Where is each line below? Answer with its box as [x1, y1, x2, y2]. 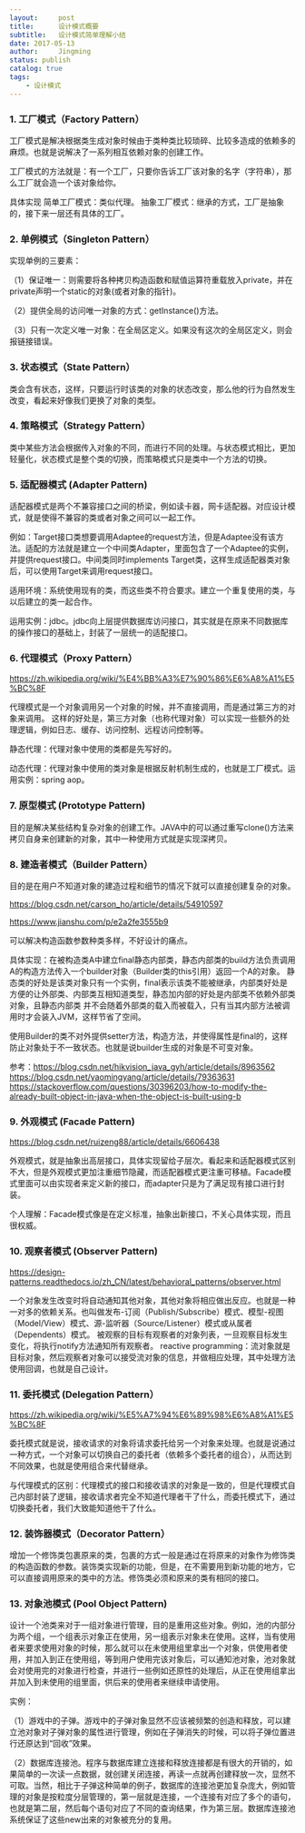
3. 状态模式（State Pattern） [9, 361, 136, 374]
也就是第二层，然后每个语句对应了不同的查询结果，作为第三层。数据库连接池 [9, 1803, 296, 1814]
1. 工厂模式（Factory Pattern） [9, 113, 145, 126]
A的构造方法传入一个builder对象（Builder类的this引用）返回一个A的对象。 [9, 966, 285, 976]
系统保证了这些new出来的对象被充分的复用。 [9, 1814, 177, 1825]
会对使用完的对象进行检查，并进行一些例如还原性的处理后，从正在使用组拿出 [9, 1666, 296, 1677]
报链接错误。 [9, 336, 57, 347]
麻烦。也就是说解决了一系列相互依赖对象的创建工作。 [9, 146, 209, 157]
